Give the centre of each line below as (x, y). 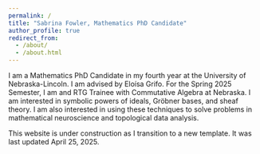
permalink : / (30, 16)
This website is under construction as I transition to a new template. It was (130, 133)
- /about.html (39, 53)
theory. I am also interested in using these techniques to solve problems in (130, 109)
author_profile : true (44, 30)
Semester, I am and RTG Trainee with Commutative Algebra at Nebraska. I (130, 92)
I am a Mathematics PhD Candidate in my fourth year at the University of (127, 75)
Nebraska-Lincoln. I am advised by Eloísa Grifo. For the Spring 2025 (120, 84)
